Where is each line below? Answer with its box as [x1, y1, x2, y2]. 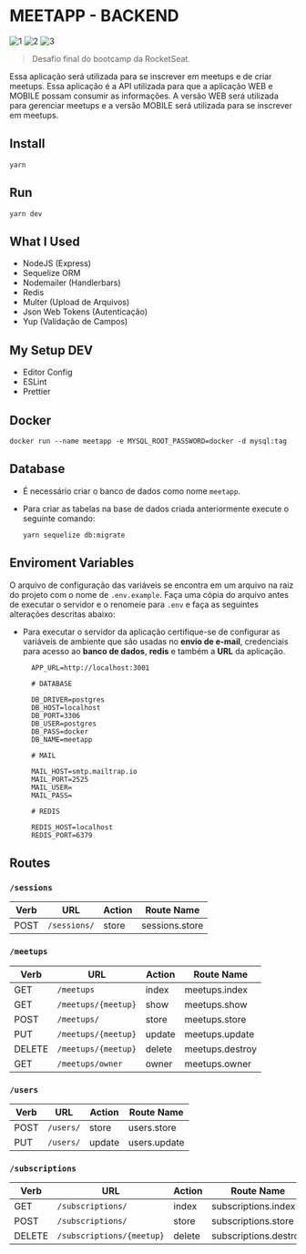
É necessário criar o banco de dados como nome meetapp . [22, 485, 241, 497]
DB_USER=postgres [31, 719, 97, 728]
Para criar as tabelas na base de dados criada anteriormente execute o [22, 503, 290, 514]
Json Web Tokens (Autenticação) [22, 306, 148, 317]
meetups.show [184, 998, 248, 1011]
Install [9, 136, 46, 151]
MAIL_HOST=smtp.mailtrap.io [31, 766, 138, 776]
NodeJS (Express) [22, 258, 92, 269]
